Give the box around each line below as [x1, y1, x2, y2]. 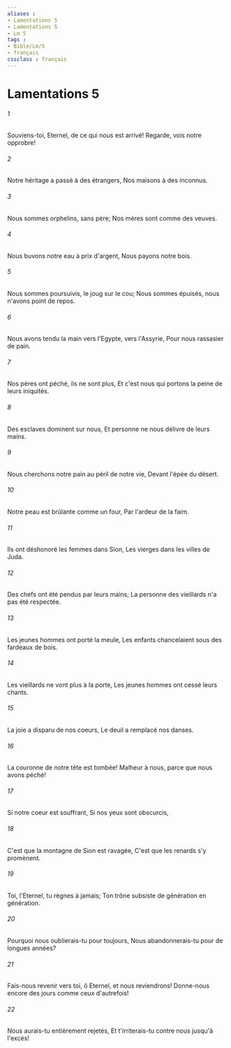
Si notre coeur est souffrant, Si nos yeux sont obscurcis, [7, 809, 169, 817]
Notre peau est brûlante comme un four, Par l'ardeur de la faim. [7, 507, 190, 516]
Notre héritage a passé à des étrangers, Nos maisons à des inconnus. [7, 176, 208, 185]
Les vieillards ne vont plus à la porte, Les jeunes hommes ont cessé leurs [7, 680, 218, 689]
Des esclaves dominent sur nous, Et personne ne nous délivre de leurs [7, 425, 210, 433]
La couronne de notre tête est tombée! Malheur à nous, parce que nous [7, 763, 213, 772]
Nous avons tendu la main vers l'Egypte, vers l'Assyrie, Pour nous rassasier [7, 334, 224, 343]
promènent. [7, 854, 40, 862]
